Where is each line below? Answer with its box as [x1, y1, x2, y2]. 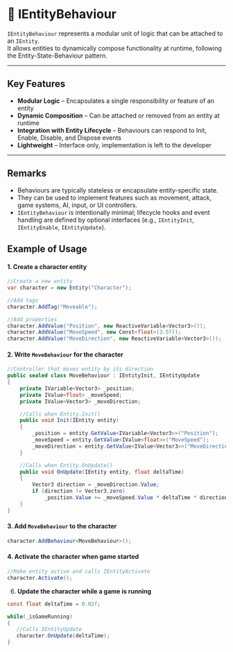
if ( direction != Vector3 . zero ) [32, 488, 126, 495]
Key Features [7, 78, 66, 90]
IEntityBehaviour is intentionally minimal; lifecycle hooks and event [17, 208, 210, 216]
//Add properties [7, 316, 58, 323]
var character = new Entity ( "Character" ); [7, 284, 132, 291]
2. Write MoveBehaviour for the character [7, 350, 123, 359]
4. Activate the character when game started [7, 553, 139, 561]
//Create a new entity [7, 278, 73, 285]
